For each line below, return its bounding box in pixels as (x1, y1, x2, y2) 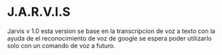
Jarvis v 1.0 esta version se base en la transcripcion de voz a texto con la (7, 27, 216, 35)
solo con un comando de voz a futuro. (7, 41, 115, 49)
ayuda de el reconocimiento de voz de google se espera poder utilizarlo (7, 34, 212, 42)
